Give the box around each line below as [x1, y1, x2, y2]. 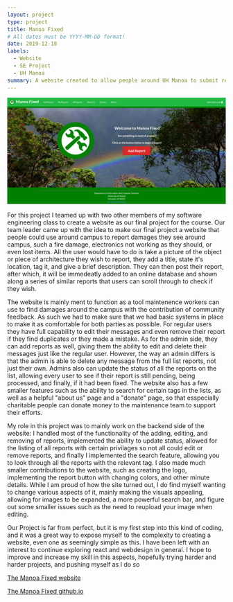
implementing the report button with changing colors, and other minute [7, 473, 210, 481]
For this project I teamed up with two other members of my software [7, 211, 202, 219]
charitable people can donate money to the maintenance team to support [7, 400, 216, 409]
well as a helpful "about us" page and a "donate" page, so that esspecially [7, 393, 220, 402]
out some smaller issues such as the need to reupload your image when [7, 502, 213, 511]
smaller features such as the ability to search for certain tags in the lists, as [7, 386, 222, 394]
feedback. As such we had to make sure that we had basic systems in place [7, 312, 224, 321]
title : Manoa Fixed [7, 26, 64, 33]
